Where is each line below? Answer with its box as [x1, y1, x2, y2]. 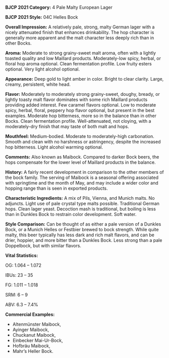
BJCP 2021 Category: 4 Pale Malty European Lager [5, 5, 112, 10]
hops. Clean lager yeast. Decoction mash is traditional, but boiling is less [5, 206, 156, 212]
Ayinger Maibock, [12, 327, 49, 333]
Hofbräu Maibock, [12, 343, 50, 349]
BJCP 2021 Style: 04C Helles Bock [5, 14, 78, 20]
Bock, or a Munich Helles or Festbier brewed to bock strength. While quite [5, 227, 159, 232]
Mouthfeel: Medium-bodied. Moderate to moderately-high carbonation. [5, 133, 155, 139]
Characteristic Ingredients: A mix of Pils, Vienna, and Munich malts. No [5, 195, 155, 201]
